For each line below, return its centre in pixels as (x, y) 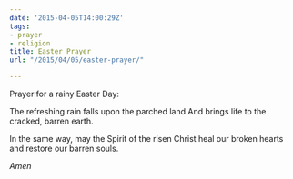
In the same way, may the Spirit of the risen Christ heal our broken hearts (146, 139)
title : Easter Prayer (51, 52)
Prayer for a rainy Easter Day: (65, 94)
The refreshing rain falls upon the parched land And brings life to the (138, 111)
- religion (30, 43)
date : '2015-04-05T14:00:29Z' (67, 18)
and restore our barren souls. (64, 148)
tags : (20, 26)
